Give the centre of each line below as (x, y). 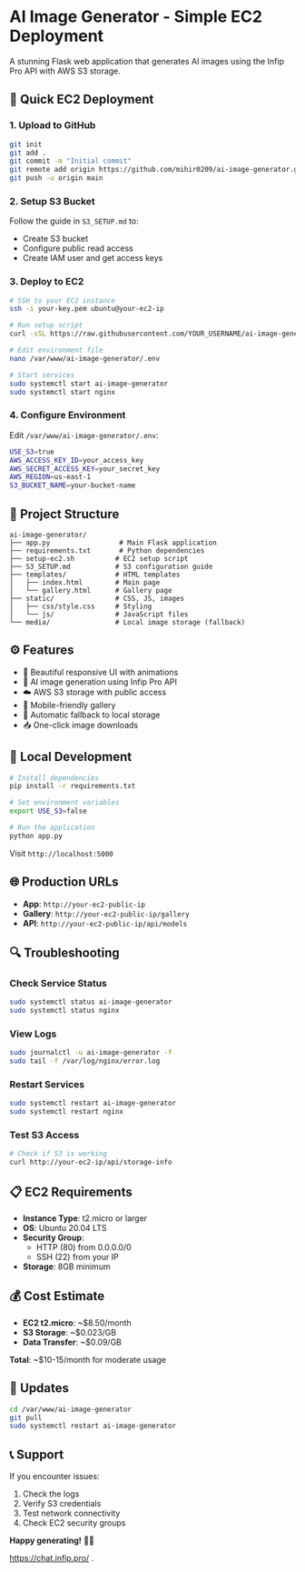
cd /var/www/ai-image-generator (70, 1409)
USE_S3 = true (32, 452)
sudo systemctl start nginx (63, 392)
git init (26, 144)
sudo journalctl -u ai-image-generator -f (91, 1053)
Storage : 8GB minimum (66, 1267)
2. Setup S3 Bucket (52, 201)
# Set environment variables (64, 803)
